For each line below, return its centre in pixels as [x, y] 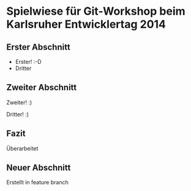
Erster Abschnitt [38, 47]
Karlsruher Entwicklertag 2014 [86, 24]
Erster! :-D [28, 62]
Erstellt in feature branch [37, 182]
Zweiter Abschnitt [42, 88]
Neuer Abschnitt [39, 168]
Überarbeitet [22, 148]
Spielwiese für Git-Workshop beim [96, 11]
